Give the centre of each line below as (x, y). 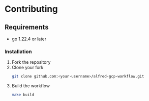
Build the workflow (31, 86)
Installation (18, 51)
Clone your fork (28, 68)
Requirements (27, 27)
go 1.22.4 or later (29, 39)
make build (23, 95)
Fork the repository (31, 62)
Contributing (31, 9)
